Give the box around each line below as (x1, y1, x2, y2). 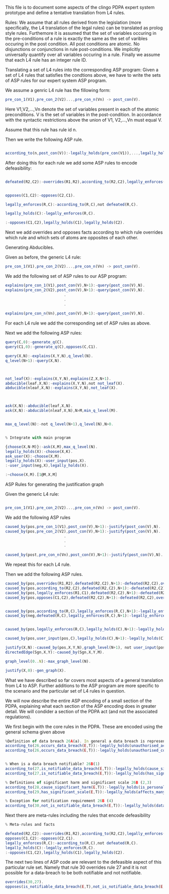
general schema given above (5, 729, 65, 735)
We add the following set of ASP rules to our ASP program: (5, 273, 127, 279)
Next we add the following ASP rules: (5, 330, 82, 336)
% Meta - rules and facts (5, 822, 55, 827)
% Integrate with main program (5, 435, 71, 440)
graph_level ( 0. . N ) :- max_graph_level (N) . (5, 659, 92, 664)
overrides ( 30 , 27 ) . (5, 879, 44, 885)
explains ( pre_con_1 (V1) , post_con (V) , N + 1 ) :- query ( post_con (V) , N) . (5, 283, 145, 288)
